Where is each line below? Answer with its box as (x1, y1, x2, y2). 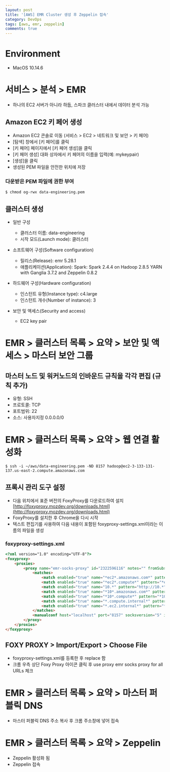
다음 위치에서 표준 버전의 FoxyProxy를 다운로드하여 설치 (12, 497, 124, 503)
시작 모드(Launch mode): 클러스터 (20, 236, 89, 242)
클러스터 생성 (5, 204, 44, 213)
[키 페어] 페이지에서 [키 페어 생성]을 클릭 (12, 145, 92, 151)
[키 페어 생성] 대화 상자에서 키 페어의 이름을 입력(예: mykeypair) (12, 151, 139, 157)
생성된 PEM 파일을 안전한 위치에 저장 (12, 164, 86, 170)
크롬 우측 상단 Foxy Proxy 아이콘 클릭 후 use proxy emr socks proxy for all (12, 661, 163, 667)
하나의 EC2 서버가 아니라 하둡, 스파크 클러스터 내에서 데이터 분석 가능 (12, 102, 150, 108)
